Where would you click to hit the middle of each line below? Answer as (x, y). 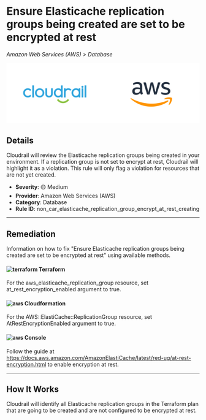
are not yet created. (31, 175)
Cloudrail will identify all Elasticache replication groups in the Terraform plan (103, 404)
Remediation (31, 234)
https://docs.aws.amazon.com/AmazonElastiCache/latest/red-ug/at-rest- (99, 357)
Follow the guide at (30, 351)
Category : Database (41, 202)
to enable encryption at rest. (83, 364)
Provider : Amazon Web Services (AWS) (65, 196)
